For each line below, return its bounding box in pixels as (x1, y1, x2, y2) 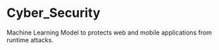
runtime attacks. (6, 35, 54, 44)
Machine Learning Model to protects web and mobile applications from (6, 28, 213, 37)
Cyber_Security (6, 5, 101, 21)
